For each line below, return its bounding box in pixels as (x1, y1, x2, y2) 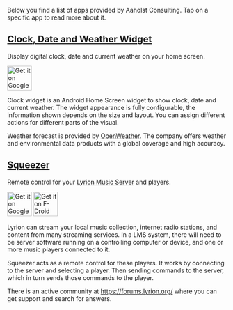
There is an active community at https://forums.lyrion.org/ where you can (7, 287, 218, 295)
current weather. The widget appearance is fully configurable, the (7, 103, 196, 111)
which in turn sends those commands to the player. (7, 273, 154, 281)
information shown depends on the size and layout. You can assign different (7, 111, 225, 119)
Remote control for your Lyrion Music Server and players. (7, 178, 172, 186)
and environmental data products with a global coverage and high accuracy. (7, 139, 225, 147)
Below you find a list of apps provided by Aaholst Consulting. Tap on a (7, 6, 209, 14)
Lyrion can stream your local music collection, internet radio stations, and (7, 223, 218, 231)
